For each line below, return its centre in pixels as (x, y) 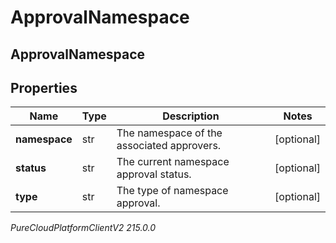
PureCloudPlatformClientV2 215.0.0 (83, 228)
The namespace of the (169, 133)
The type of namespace (172, 191)
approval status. (154, 174)
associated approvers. (169, 146)
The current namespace (173, 162)
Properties (44, 87)
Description (191, 116)
